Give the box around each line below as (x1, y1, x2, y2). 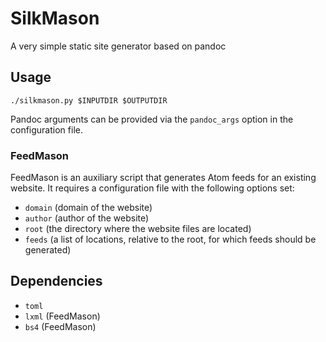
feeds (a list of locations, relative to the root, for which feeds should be (24, 233, 317, 246)
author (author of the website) (24, 212, 150, 224)
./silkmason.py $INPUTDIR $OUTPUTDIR (10, 95, 168, 106)
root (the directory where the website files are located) (24, 223, 252, 235)
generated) (24, 244, 72, 256)
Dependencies (10, 273, 103, 290)
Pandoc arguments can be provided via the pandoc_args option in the (10, 113, 294, 125)
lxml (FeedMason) (24, 310, 101, 322)
